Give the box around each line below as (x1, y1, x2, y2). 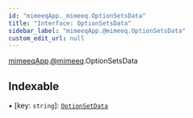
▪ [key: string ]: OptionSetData (8, 101, 109, 111)
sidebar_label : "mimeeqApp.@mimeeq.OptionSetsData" (8, 26, 186, 35)
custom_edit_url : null (8, 34, 85, 43)
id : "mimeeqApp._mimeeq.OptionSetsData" (8, 11, 147, 20)
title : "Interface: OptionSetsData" (8, 19, 132, 27)
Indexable (8, 79, 60, 93)
